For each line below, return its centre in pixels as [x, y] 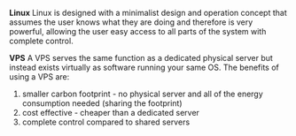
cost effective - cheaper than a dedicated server [110, 113]
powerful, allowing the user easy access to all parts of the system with [138, 31]
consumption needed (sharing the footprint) [102, 103]
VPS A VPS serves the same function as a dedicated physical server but [141, 58]
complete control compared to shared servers [106, 122]
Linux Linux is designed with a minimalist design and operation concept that [148, 13]
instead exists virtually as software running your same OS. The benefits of [144, 67]
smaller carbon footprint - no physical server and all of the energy [142, 94]
